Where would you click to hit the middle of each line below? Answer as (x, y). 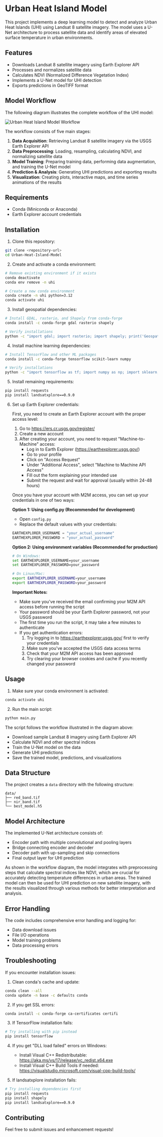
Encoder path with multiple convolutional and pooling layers (72, 843)
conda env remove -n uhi (30, 282)
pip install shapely (26, 1098)
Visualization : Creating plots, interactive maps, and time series (75, 177)
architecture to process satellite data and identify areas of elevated (80, 32)
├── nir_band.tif (23, 802)
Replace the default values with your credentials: (68, 524)
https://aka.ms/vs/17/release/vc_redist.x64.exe (66, 1060)
